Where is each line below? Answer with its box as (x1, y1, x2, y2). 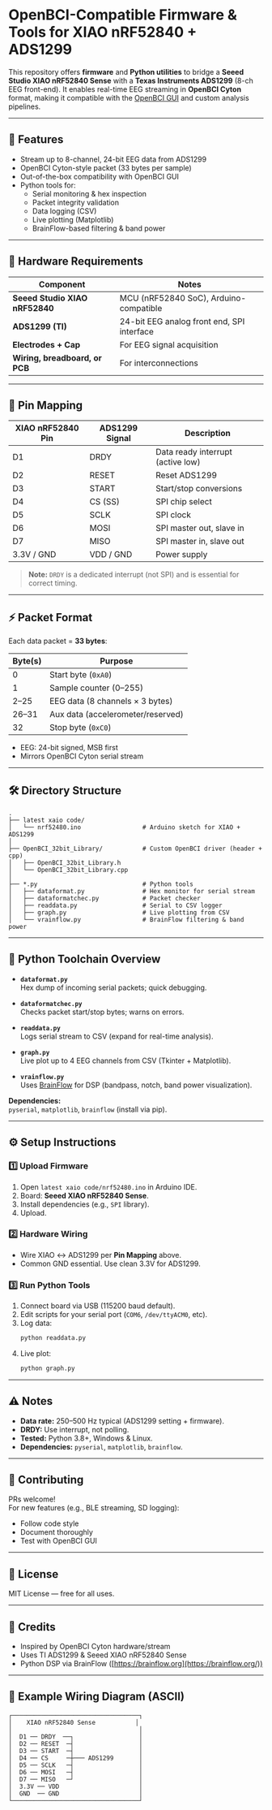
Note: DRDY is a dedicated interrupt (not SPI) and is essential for (28, 570, 240, 580)
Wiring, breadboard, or (12, 352, 103, 363)
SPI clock (155, 509, 192, 521)
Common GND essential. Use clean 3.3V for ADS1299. (19, 1259, 201, 1268)
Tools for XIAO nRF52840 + (8, 23, 197, 41)
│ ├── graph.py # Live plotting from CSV (8, 909, 230, 917)
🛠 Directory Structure (8, 784, 121, 797)
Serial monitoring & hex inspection (32, 188, 147, 198)
